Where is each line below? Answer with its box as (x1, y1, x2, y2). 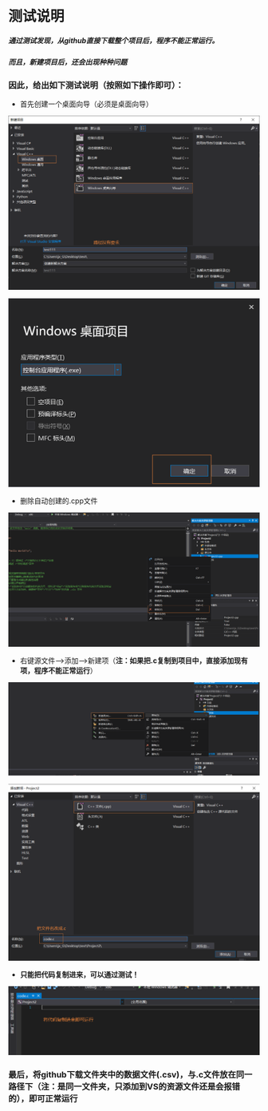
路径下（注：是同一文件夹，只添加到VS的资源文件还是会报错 (8, 1081, 241, 1093)
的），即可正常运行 (8, 1093, 78, 1105)
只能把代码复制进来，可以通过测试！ (19, 970, 140, 979)
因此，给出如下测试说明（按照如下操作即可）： (8, 79, 184, 90)
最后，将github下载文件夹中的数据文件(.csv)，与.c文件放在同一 (8, 1069, 253, 1081)
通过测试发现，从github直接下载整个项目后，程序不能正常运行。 (8, 35, 219, 45)
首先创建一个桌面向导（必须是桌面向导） (19, 99, 153, 109)
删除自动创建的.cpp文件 (19, 496, 98, 506)
